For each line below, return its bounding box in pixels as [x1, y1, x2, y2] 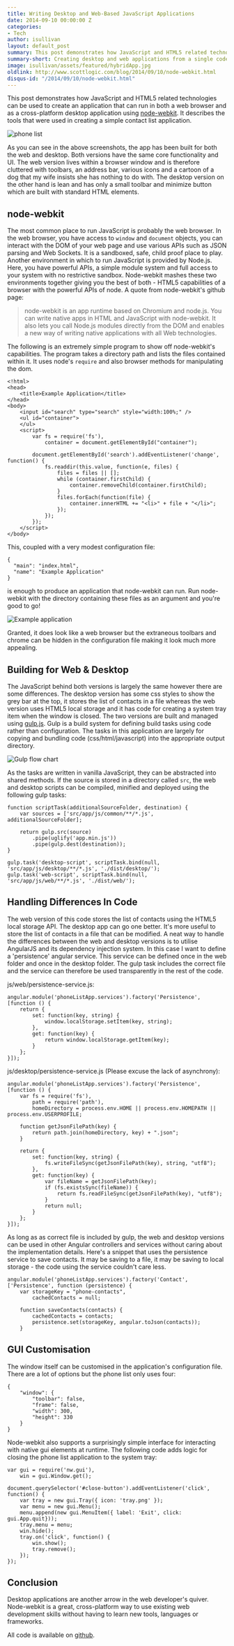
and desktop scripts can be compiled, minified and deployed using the [7, 784, 210, 791]
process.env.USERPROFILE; [7, 1111, 82, 1118]
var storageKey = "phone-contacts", [19, 1288, 127, 1295]
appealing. [7, 643, 38, 652]
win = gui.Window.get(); [19, 1472, 92, 1479]
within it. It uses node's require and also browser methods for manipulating [7, 357, 224, 366]
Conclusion [7, 1577, 58, 1589]
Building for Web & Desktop [7, 664, 129, 676]
